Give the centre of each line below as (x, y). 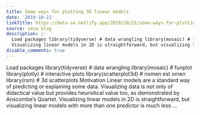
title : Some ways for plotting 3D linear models (68, 12)
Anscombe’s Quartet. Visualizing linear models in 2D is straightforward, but (98, 99)
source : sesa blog (29, 28)
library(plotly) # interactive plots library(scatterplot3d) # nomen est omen (96, 74)
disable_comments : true (36, 51)
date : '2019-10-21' (30, 17)
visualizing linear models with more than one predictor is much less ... (92, 105)
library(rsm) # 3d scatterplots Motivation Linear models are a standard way (98, 80)
